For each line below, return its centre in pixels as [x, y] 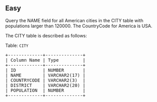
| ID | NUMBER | [45, 70]
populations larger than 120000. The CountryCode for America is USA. [79, 26]
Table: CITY [17, 45]
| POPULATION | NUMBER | [45, 90]
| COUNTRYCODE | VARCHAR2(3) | [45, 80]
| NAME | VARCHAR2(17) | [45, 75]
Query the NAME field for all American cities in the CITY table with [74, 20]
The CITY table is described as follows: [46, 35]
